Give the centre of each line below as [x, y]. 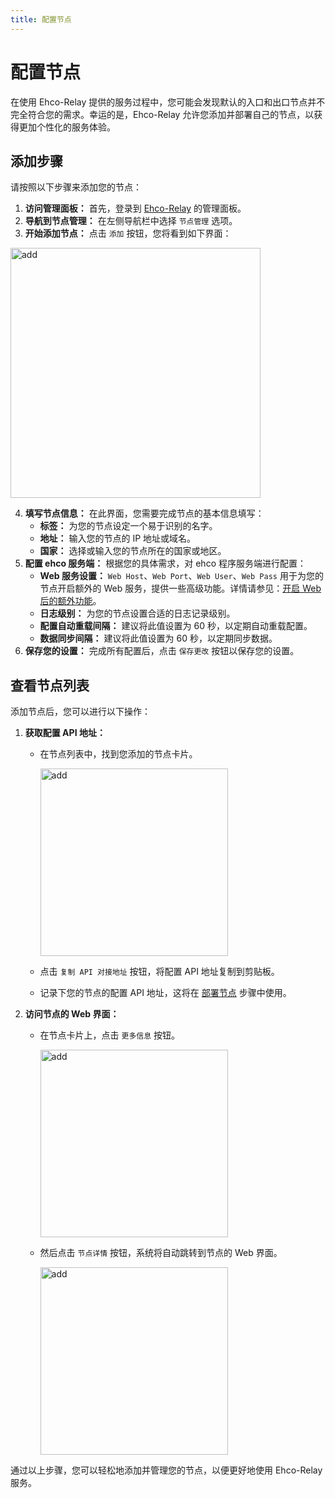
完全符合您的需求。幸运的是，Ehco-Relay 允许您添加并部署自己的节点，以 [162, 114]
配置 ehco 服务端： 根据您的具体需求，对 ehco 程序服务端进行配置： [165, 563]
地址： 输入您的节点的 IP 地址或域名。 [118, 538]
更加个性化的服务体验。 [67, 127]
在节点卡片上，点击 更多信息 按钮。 [110, 1035]
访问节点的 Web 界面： [72, 1014]
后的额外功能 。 [70, 601]
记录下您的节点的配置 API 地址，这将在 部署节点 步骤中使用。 [165, 993]
